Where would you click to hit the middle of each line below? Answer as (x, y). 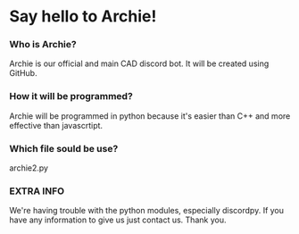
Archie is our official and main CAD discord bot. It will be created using (139, 63)
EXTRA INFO (37, 191)
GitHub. (23, 73)
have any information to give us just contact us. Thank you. (118, 220)
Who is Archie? (43, 45)
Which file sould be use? (64, 148)
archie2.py (29, 168)
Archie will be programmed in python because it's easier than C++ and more (150, 116)
